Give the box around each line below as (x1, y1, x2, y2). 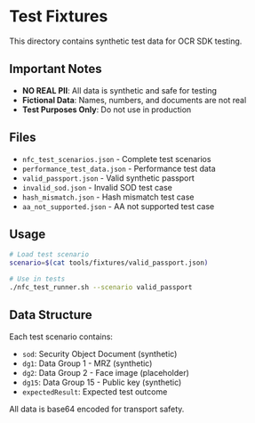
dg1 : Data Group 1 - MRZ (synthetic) (21, 358, 153, 369)
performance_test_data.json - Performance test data (21, 163, 216, 174)
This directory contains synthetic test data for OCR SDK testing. (9, 36, 243, 46)
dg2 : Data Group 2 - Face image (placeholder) (21, 367, 189, 378)
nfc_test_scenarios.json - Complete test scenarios (21, 153, 211, 164)
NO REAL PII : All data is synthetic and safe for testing (21, 85, 218, 95)
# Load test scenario (9, 250, 90, 259)
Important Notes (9, 61, 102, 77)
